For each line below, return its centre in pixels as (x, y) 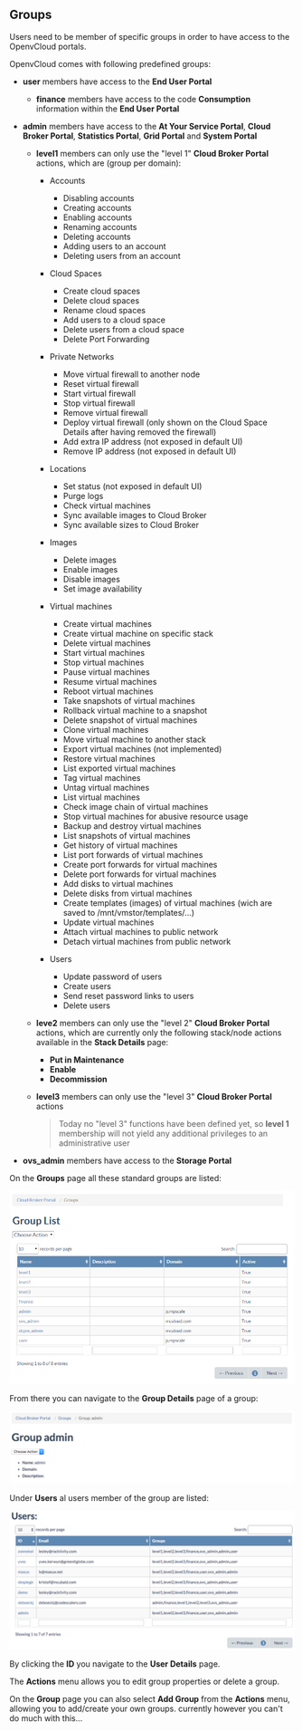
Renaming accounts (100, 226)
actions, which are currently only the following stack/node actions (159, 1033)
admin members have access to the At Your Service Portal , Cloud (146, 126)
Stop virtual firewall (99, 403)
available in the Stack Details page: (102, 1042)
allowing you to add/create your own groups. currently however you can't (146, 1709)
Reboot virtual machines (108, 691)
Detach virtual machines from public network (147, 941)
